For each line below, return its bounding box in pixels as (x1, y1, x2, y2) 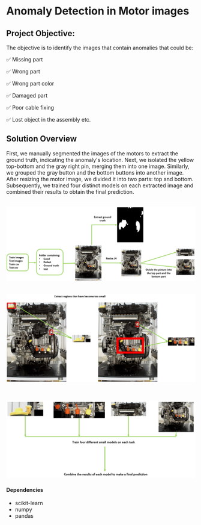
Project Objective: (6, 28, 75, 39)
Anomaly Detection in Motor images (6, 4, 190, 18)
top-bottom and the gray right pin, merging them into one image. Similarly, (6, 163, 190, 170)
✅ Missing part (6, 56, 43, 63)
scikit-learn (14, 500, 43, 507)
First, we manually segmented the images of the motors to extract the (6, 149, 179, 157)
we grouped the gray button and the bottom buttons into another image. (6, 169, 184, 176)
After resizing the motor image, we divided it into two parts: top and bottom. (6, 175, 194, 182)
